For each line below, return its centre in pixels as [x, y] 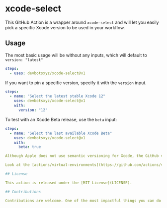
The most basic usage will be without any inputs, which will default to [76, 55]
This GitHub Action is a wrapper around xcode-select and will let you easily [82, 22]
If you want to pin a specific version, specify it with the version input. [76, 83]
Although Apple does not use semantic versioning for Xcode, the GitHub [82, 156]
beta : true [30, 147]
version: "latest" [24, 60]
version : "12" [33, 110]
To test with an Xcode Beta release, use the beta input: [61, 119]
